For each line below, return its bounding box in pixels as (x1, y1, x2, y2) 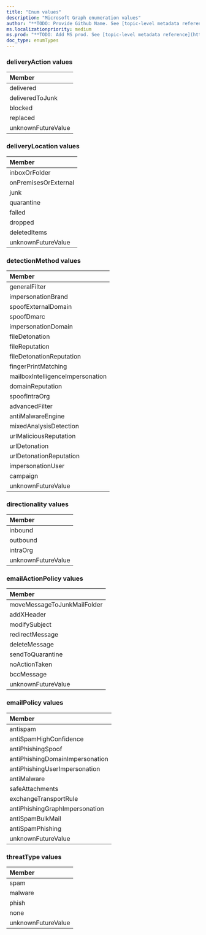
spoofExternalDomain (9, 302, 72, 311)
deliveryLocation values (6, 142, 80, 151)
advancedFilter (9, 402, 53, 411)
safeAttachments (9, 784, 58, 793)
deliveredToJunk (9, 94, 58, 102)
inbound (9, 526, 34, 535)
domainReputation (9, 382, 63, 390)
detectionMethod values (6, 256, 81, 265)
